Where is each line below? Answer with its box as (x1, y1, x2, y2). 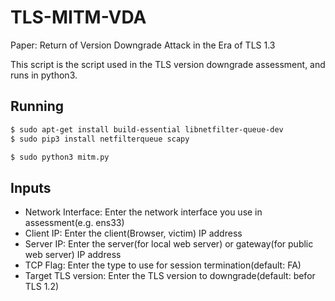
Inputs (10, 179, 52, 196)
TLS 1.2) (24, 281, 60, 293)
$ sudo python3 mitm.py (10, 152, 110, 162)
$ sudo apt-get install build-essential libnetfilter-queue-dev (10, 124, 284, 135)
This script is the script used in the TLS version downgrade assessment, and (10, 58, 326, 70)
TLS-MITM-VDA (10, 6, 147, 29)
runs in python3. (10, 69, 78, 81)
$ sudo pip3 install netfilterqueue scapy (10, 134, 190, 144)
